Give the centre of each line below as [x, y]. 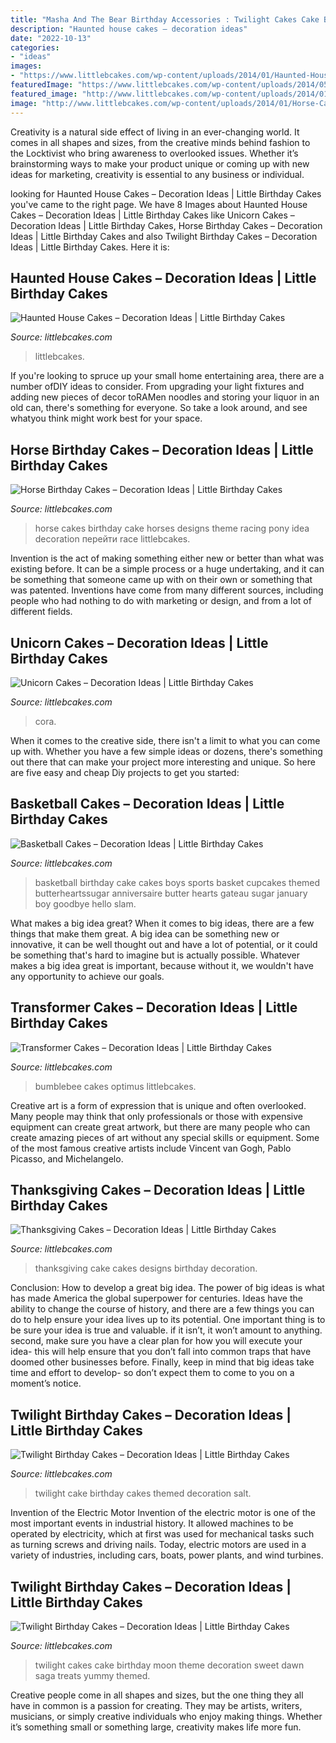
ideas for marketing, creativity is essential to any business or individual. [157, 174]
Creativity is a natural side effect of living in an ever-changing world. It [155, 132]
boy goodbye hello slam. [85, 903]
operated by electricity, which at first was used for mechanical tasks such [162, 1534]
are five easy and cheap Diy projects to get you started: [125, 772]
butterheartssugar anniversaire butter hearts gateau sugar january [171, 893]
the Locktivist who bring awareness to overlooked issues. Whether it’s [154, 153]
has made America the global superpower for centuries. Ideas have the [156, 1298]
